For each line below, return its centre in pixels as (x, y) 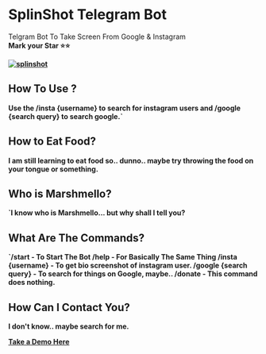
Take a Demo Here (39, 342)
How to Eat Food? (52, 142)
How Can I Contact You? (69, 307)
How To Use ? (42, 89)
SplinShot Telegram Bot (87, 15)
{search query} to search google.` (66, 116)
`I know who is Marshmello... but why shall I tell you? (97, 213)
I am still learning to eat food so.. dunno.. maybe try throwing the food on (131, 160)
